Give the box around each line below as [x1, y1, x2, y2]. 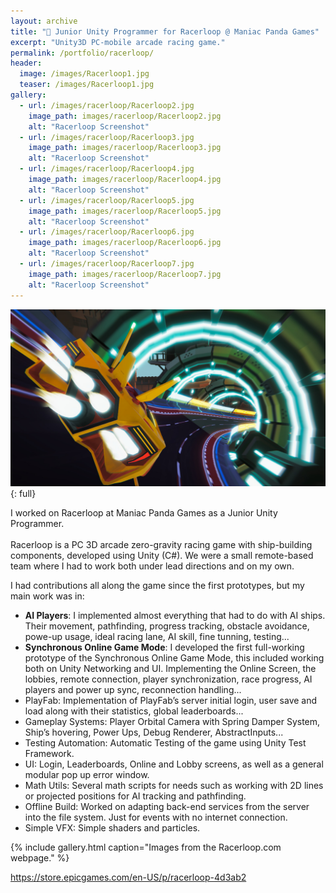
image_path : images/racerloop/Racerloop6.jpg [28, 238, 222, 248]
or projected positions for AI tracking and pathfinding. [24, 790, 247, 802]
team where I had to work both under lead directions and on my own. [10, 560, 295, 572]
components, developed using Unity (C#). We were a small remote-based [10, 550, 314, 561]
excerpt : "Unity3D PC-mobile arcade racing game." [10, 37, 226, 47]
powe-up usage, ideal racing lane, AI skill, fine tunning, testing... [24, 631, 290, 642]
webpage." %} [10, 852, 70, 864]
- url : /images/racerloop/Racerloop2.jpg [19, 100, 195, 110]
